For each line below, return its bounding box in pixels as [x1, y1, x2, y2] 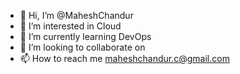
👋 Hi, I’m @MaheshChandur [19, 10, 134, 21]
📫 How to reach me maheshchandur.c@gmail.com [19, 53, 230, 64]
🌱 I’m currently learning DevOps [19, 31, 152, 42]
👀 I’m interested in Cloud [19, 20, 122, 32]
